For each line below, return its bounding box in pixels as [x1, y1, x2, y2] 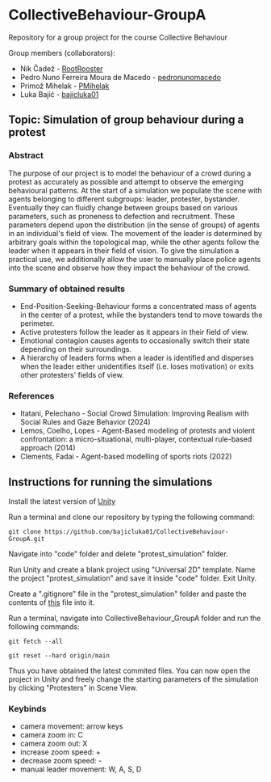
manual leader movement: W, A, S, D [19, 764, 142, 774]
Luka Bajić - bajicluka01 [19, 89, 99, 99]
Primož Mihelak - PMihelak [19, 81, 110, 91]
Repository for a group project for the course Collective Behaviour [8, 32, 228, 42]
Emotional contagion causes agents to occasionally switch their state [19, 336, 250, 345]
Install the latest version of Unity [8, 497, 116, 506]
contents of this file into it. [8, 598, 95, 607]
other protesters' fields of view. [19, 370, 124, 379]
